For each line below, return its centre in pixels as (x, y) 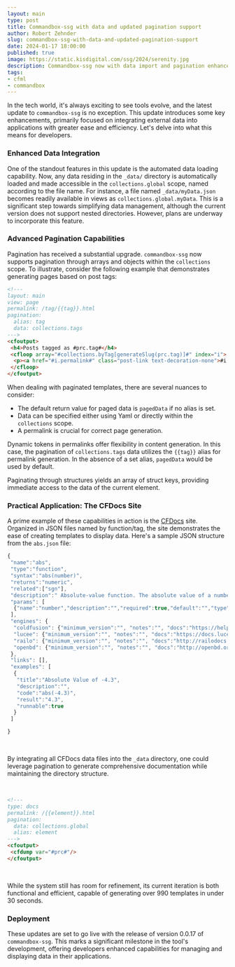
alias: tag (29, 322)
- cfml (17, 79)
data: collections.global (51, 826)
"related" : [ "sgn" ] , (39, 589)
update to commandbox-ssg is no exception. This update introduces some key (116, 113)
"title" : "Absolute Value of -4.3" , (68, 680)
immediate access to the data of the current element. (84, 488)
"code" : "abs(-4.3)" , (47, 693)
